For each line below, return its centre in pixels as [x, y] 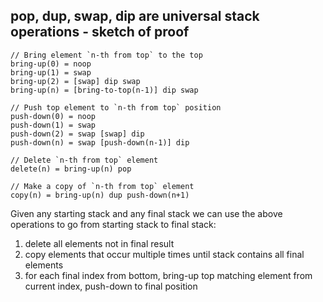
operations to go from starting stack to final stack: [113, 224]
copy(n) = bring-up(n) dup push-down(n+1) [100, 195]
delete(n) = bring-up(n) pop [71, 169]
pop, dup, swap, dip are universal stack [135, 16]
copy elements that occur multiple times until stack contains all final [164, 254]
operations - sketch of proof [100, 32]
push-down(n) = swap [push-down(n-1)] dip [100, 142]
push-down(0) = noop [53, 116]
